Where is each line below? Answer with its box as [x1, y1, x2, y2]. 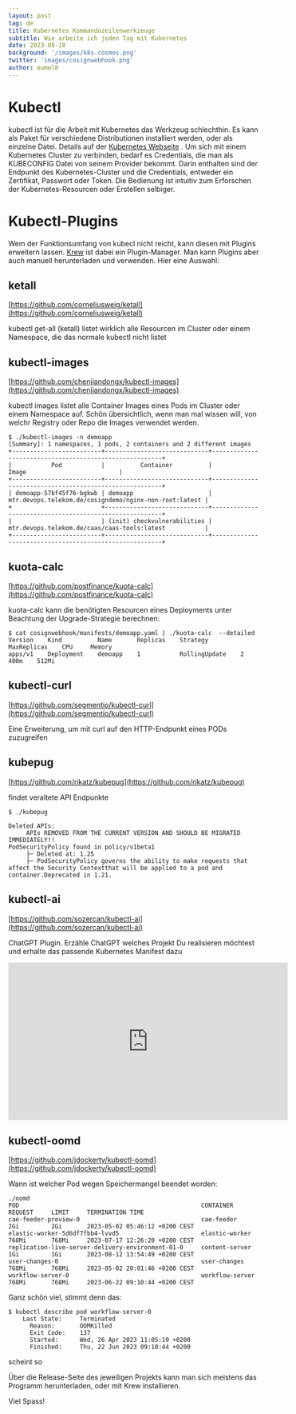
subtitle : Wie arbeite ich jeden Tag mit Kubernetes [8, 34, 187, 42]
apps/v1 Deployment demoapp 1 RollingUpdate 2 [8, 650, 245, 658]
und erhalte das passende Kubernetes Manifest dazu [8, 946, 183, 956]
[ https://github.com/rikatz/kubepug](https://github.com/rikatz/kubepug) [8, 777, 245, 786]
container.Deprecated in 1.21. [8, 871, 112, 879]
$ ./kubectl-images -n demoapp [8, 433, 112, 441]
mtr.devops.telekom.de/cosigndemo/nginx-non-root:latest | [8, 497, 209, 505]
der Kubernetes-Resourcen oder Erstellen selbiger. [8, 184, 176, 194]
